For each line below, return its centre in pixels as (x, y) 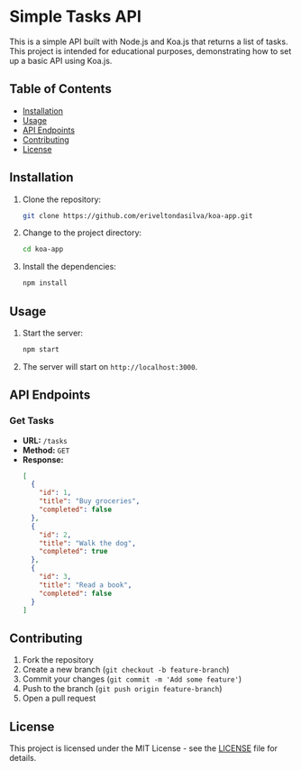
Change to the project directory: (82, 233)
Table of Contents (61, 89)
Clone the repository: (62, 199)
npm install (45, 283)
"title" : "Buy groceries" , (90, 501)
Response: (43, 459)
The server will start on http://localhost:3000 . (110, 366)
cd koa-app (43, 250)
